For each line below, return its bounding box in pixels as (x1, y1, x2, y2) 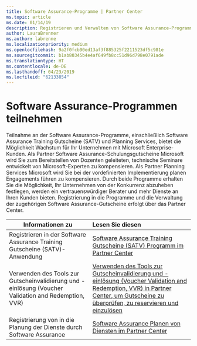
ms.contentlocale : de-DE (6, 63, 67, 69)
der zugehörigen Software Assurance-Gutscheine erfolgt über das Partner (6, 201, 186, 208)
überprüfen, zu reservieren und (92, 299, 179, 307)
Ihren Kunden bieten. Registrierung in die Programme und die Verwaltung (6, 194, 183, 201)
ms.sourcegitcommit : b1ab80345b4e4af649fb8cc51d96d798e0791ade (6, 52, 164, 58)
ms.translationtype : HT (6, 58, 64, 64)
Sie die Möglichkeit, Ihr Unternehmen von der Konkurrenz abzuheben (6, 182, 174, 189)
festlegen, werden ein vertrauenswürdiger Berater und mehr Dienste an (6, 188, 179, 195)
